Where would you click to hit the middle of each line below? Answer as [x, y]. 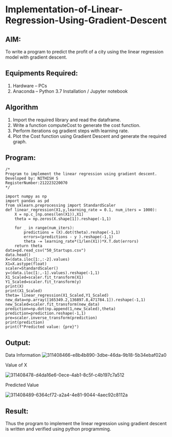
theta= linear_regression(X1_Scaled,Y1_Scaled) [57, 296]
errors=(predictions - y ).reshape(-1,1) [69, 237]
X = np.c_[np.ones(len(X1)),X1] [49, 214]
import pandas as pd [27, 201]
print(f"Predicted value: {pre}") [42, 327]
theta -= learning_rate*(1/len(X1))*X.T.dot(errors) [81, 242]
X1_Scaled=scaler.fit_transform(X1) [44, 278]
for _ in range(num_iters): [44, 228]
